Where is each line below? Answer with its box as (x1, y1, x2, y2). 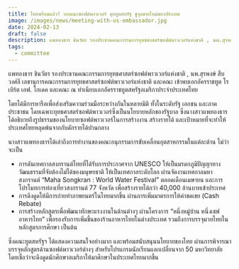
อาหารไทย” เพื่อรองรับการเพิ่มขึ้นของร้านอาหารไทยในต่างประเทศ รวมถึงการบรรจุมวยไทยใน (18, 214, 229, 223)
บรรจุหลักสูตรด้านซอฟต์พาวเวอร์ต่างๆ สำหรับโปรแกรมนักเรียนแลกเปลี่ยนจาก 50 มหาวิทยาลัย (8, 245, 223, 253)
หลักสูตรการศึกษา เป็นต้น (18, 222, 77, 231)
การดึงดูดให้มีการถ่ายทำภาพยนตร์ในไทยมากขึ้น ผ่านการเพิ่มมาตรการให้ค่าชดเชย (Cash (18, 191, 219, 200)
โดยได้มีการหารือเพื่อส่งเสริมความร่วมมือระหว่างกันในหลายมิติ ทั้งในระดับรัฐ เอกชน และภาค (8, 99, 218, 108)
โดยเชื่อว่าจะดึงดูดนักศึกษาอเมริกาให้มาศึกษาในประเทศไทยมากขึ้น (8, 253, 159, 261)
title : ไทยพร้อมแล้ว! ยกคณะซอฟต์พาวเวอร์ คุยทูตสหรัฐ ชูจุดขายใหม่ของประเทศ (8, 10, 180, 18)
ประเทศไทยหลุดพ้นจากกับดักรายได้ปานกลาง (8, 123, 109, 132)
